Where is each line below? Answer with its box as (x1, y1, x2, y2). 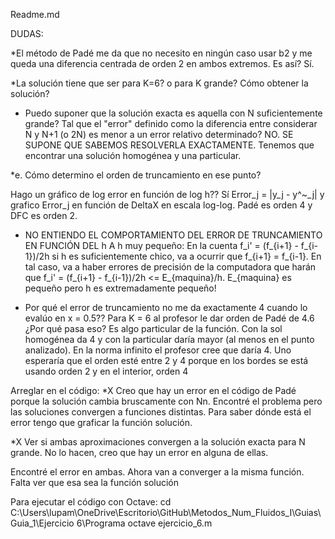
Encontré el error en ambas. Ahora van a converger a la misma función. (10, 466, 305, 478)
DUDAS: (10, 28, 44, 39)
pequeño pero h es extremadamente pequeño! (24, 282, 217, 294)
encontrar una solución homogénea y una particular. (24, 150, 242, 161)
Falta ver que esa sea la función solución (10, 477, 180, 488)
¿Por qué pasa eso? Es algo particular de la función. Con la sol (24, 323, 283, 334)
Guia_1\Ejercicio (10, 517, 75, 529)
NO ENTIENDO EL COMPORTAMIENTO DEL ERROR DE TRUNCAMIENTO (24, 229, 323, 241)
